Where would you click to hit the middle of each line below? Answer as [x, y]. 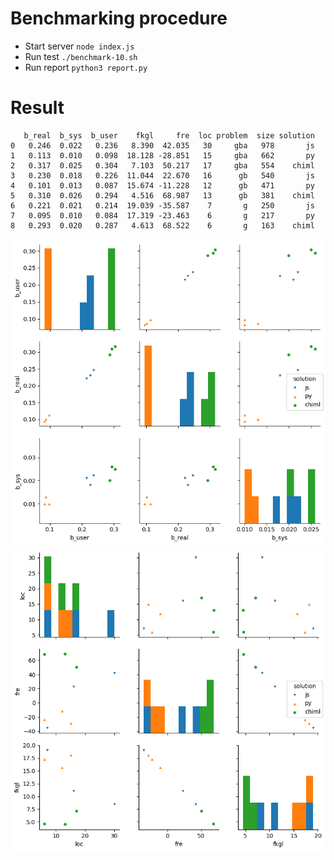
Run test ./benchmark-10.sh [81, 56]
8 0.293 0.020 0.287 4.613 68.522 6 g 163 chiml [162, 225]
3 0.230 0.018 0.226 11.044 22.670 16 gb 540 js [162, 175]
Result [37, 108]
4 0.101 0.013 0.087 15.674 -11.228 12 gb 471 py [162, 185]
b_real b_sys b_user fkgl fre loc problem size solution [169, 135]
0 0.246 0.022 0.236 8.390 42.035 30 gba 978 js [162, 145]
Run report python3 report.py [86, 67]
